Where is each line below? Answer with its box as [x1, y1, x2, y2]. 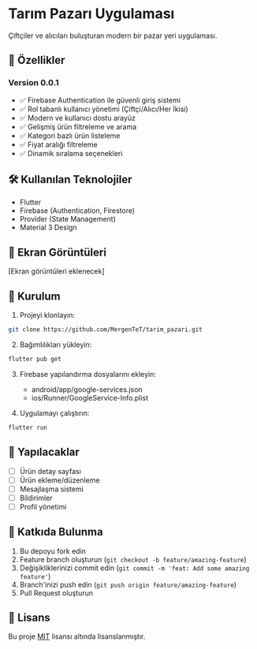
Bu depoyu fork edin [19, 546, 87, 556]
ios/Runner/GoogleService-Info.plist [31, 393, 149, 402]
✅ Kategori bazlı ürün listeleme [19, 131, 121, 140]
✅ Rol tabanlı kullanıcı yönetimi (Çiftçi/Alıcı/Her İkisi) [19, 104, 189, 114]
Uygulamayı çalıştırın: [19, 408, 90, 418]
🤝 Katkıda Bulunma [8, 525, 104, 539]
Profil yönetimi [19, 502, 67, 511]
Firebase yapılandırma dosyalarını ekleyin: [19, 369, 156, 379]
